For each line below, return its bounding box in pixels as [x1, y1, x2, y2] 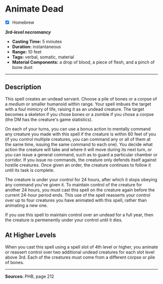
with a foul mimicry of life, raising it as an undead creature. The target [5, 106, 145, 112]
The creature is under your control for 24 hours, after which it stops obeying [5, 176, 158, 183]
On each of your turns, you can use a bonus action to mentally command [5, 126, 151, 132]
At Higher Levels [5, 231, 56, 239]
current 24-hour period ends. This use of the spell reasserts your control [5, 192, 150, 198]
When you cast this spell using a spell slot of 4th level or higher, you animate [5, 244, 158, 250]
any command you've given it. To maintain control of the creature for [5, 182, 142, 187]
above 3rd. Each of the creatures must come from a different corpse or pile [5, 254, 155, 260]
